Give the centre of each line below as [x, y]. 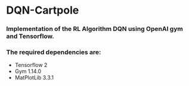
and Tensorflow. [30, 36]
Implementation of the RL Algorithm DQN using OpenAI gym [94, 29]
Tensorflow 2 [31, 65]
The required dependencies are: [54, 52]
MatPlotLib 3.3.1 [34, 78]
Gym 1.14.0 [28, 71]
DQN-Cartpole [43, 10]
